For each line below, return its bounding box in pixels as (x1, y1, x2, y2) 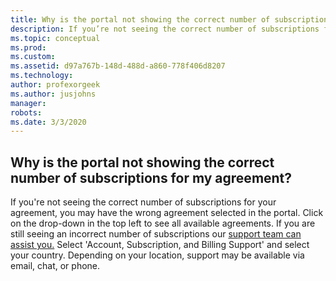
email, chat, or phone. (10, 260, 101, 272)
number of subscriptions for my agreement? (10, 169, 293, 186)
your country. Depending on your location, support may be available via (10, 249, 305, 261)
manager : (10, 98, 47, 108)
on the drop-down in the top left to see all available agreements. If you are (10, 217, 316, 230)
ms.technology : (10, 71, 74, 81)
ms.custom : (10, 52, 56, 62)
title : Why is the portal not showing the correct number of (10, 14, 271, 25)
